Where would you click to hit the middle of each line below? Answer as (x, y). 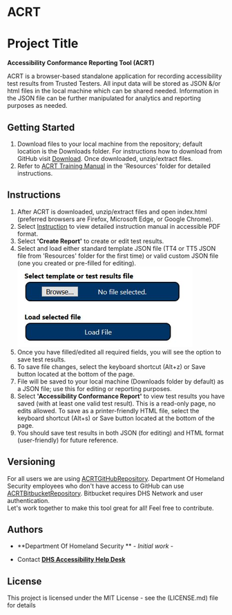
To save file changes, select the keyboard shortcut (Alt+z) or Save (111, 366)
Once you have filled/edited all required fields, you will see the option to (119, 352)
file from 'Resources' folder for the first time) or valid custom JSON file (118, 256)
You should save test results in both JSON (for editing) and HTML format (120, 433)
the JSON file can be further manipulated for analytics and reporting (104, 98)
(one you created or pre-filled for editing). (77, 263)
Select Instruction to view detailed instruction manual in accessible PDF (119, 226)
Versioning (31, 462)
